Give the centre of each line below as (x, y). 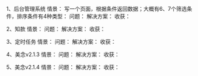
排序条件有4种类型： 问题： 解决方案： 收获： (74, 16)
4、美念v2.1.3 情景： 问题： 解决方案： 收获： (63, 54)
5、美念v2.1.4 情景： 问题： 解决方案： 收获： (63, 67)
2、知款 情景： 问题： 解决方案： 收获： (56, 29)
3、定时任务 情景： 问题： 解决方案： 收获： (61, 42)
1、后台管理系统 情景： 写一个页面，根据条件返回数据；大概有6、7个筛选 (97, 9)
